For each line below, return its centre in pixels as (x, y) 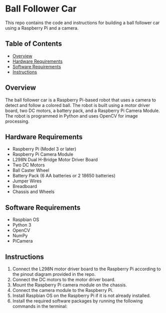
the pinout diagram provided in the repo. (54, 274)
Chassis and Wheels (33, 192)
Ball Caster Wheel (31, 170)
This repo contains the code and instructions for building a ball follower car (82, 23)
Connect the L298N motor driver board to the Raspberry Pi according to (86, 269)
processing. (17, 121)
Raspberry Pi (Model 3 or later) (44, 149)
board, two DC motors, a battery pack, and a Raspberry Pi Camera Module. (82, 111)
